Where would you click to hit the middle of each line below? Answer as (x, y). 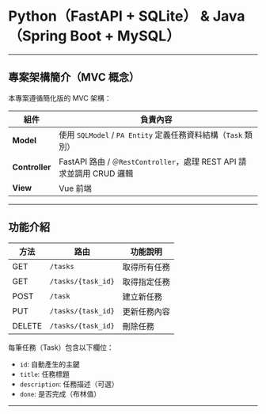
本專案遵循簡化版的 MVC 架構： (60, 98)
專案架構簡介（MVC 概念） (74, 77)
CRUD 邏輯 (113, 173)
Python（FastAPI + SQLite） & (109, 16)
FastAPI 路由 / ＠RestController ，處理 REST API (148, 161)
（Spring (38, 36)
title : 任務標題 (44, 374)
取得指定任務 (146, 282)
